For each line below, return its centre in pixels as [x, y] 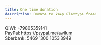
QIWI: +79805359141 [26, 28]
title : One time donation [31, 9]
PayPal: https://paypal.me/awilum [39, 33]
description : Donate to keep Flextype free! [51, 14]
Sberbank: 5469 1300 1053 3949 [38, 38]
